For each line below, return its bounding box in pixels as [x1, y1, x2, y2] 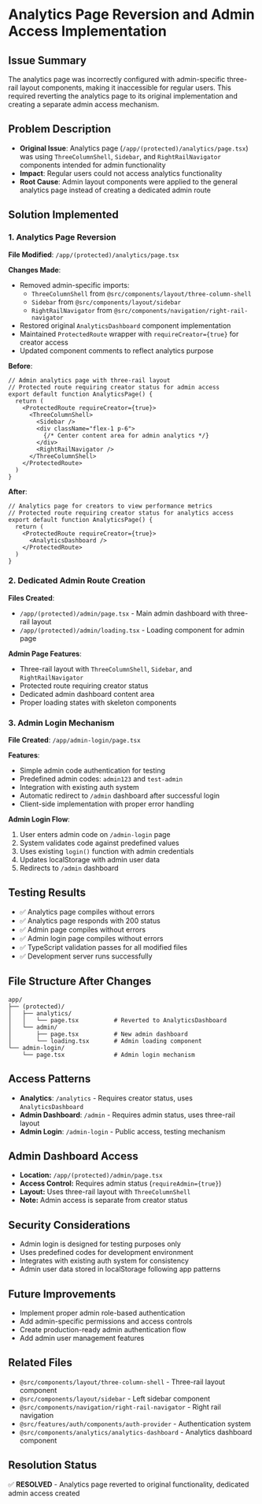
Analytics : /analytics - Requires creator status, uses [19, 1093, 193, 1103]
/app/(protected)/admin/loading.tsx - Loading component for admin [19, 625, 245, 635]
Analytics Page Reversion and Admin [8, 6, 256, 24]
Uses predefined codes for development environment [19, 1248, 194, 1257]
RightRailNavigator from [31, 305, 113, 315]
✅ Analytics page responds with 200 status [19, 916, 161, 925]
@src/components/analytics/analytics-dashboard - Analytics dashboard [19, 1427, 253, 1436]
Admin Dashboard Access [8, 1149, 139, 1163]
